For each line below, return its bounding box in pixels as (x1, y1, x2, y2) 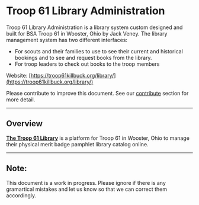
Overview (6, 118, 43, 129)
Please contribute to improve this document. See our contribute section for (6, 89, 189, 97)
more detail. (6, 96, 36, 103)
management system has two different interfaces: (6, 36, 128, 43)
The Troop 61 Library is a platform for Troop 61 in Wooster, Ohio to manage (6, 134, 190, 142)
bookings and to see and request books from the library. (14, 54, 152, 61)
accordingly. (6, 191, 37, 199)
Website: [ (6, 72, 31, 79)
